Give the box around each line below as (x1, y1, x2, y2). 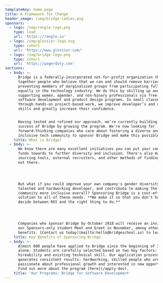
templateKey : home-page (5, 7, 53, 12)
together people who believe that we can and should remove (17, 79, 142, 84)
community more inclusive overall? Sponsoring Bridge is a (17, 190, 140, 196)
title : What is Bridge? (14, 137, 62, 142)
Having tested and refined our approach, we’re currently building (17, 119, 158, 124)
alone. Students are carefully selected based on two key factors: (17, 248, 158, 253)
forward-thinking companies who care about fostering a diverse (17, 128, 151, 133)
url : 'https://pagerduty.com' (14, 61, 75, 66)
